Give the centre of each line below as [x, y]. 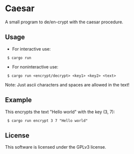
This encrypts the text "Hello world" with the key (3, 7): [60, 112]
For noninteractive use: [35, 67]
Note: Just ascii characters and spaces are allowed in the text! [67, 85]
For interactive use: [31, 49]
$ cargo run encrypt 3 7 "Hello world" [48, 120]
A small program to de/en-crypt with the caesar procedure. [64, 22]
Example [18, 100]
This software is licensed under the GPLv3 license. [56, 147]
